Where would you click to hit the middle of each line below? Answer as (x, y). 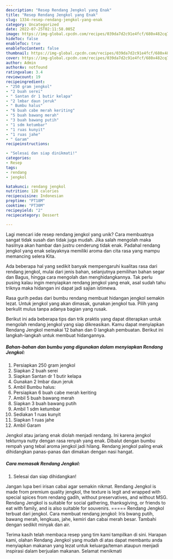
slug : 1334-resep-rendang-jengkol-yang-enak (54, 20)
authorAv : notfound (27, 67)
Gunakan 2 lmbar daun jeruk (43, 382)
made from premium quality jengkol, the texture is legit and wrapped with (83, 492)
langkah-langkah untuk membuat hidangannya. (56, 335)
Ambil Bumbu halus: (34, 387)
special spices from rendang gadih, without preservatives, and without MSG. (87, 497)
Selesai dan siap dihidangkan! (45, 477)
